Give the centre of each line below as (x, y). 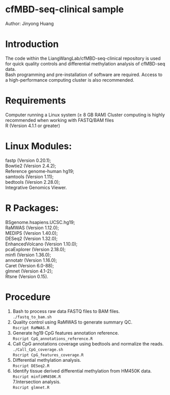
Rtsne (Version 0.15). (27, 276)
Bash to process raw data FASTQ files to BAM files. (66, 311)
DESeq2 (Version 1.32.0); (31, 238)
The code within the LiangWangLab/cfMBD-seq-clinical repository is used (83, 58)
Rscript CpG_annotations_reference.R (53, 339)
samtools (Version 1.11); (30, 177)
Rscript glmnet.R (31, 387)
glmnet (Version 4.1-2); (29, 271)
